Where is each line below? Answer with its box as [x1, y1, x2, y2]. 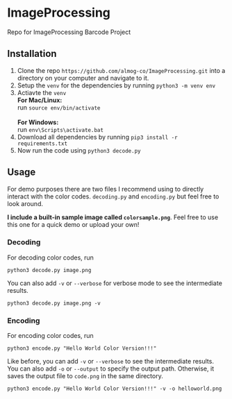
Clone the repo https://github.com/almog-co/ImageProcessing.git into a [17, 66, 226, 74]
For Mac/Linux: [17, 96, 63, 104]
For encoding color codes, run [7, 332, 94, 340]
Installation [7, 48, 57, 60]
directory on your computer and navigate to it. [17, 74, 149, 82]
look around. [7, 199, 44, 207]
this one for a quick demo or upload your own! [7, 220, 140, 228]
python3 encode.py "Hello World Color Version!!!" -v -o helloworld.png [7, 385, 222, 393]
